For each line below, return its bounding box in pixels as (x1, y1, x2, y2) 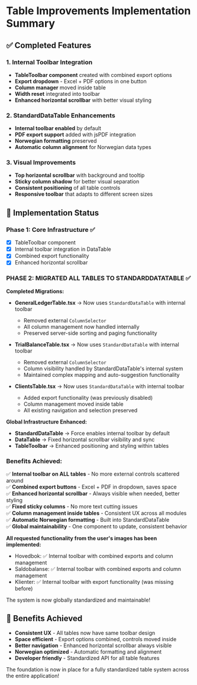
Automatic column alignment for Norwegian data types (14, 144, 152, 151)
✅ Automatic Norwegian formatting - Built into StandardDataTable (6, 516, 170, 523)
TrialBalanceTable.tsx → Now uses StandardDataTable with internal (14, 341, 179, 348)
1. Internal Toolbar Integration (6, 58, 93, 66)
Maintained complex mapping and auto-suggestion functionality (23, 371, 180, 378)
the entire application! (6, 672, 59, 679)
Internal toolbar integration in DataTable (14, 245, 111, 253)
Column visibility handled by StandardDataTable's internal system (23, 365, 183, 372)
